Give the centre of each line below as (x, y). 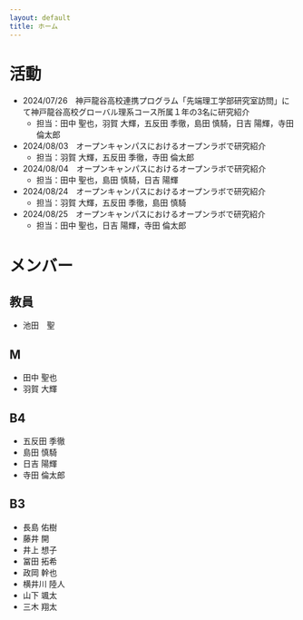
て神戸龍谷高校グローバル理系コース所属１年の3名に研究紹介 (136, 112)
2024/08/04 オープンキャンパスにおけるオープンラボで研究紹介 (144, 169)
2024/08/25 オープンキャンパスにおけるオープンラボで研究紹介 (144, 214)
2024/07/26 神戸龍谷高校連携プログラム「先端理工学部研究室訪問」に (156, 101)
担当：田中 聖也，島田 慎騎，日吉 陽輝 (107, 180)
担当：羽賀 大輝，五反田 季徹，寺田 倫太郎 (115, 157)
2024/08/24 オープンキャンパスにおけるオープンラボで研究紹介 (144, 192)
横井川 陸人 (44, 584)
